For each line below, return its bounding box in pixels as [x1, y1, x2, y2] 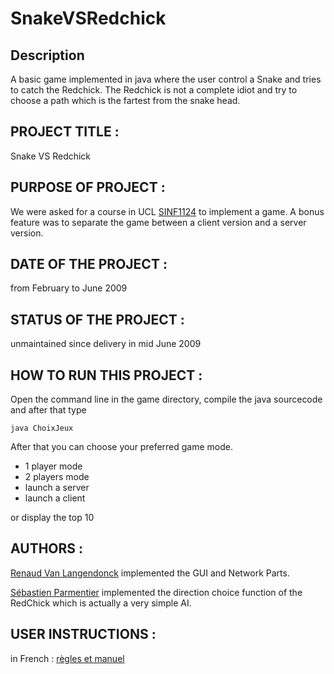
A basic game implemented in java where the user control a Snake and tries [10, 73, 322, 85]
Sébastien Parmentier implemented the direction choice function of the [10, 586, 303, 598]
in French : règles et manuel [10, 652, 125, 664]
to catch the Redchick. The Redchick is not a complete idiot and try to [10, 84, 298, 96]
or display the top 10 [10, 512, 95, 524]
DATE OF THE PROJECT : [10, 256, 168, 273]
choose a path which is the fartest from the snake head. [10, 95, 241, 106]
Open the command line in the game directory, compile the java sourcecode [10, 393, 323, 406]
